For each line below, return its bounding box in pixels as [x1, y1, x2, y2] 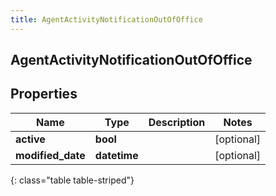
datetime [94, 148, 139, 162]
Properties [10, 86, 78, 103]
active [15, 132, 46, 146]
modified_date [15, 148, 86, 162]
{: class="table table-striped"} [10, 174, 135, 186]
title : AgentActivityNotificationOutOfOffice [10, 14, 203, 25]
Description [148, 115, 206, 129]
